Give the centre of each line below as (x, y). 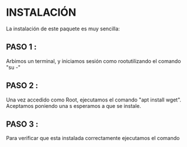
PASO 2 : (22, 85)
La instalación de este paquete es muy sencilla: (63, 29)
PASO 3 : (22, 124)
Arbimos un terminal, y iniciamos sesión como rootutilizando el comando (93, 61)
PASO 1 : (21, 47)
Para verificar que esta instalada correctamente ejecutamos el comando (93, 138)
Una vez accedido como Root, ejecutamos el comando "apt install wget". (94, 100)
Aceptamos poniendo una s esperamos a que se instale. (74, 106)
